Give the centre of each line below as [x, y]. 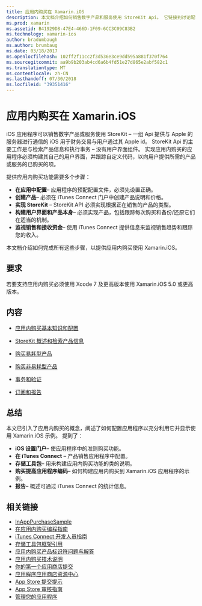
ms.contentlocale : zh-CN [37, 73]
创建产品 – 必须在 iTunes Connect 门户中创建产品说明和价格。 [90, 197]
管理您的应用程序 [36, 597]
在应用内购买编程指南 [41, 529]
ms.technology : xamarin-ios [41, 34]
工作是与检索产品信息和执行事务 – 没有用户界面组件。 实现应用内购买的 [99, 149]
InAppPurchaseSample [43, 522]
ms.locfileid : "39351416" [38, 85]
